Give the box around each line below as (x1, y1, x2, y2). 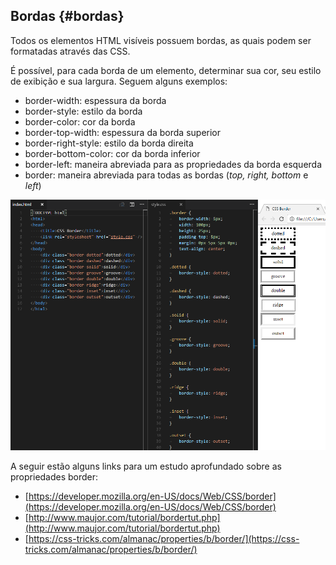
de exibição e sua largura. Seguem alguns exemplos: (10, 75, 228, 87)
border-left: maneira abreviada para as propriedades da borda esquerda (24, 158, 323, 170)
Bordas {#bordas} (10, 8, 125, 25)
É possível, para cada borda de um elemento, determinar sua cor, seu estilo (10, 64, 322, 76)
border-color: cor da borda (24, 115, 136, 128)
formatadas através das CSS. (10, 45, 131, 57)
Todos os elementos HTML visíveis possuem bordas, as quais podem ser (10, 34, 312, 46)
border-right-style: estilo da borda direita (24, 137, 194, 149)
